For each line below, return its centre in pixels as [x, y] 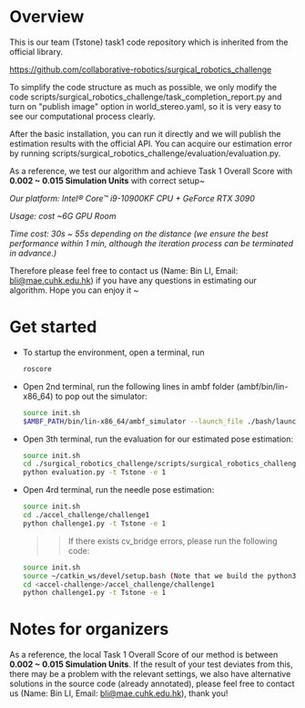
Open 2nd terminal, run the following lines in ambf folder [128, 386]
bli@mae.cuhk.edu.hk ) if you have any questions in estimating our [133, 280]
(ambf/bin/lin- [262, 386]
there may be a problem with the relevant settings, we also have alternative [150, 674]
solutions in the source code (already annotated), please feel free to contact [152, 684]
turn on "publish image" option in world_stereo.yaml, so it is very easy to [146, 106]
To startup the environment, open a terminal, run [113, 352]
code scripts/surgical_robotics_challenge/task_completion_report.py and [146, 97]
